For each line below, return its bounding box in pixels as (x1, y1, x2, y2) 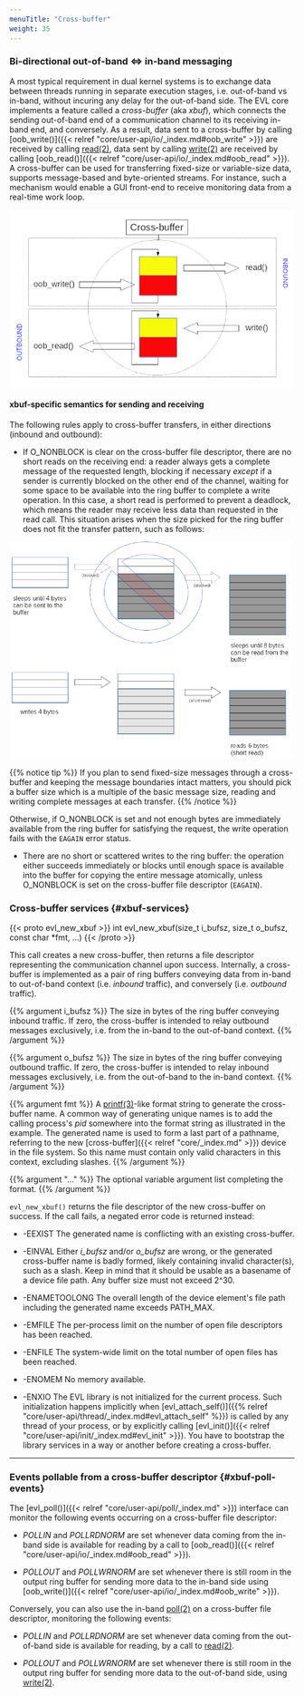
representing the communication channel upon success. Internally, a (9, 959, 265, 970)
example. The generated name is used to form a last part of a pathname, (9, 1128, 280, 1139)
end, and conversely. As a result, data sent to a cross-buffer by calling (30, 123, 292, 135)
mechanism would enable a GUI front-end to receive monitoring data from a (9, 181, 292, 192)
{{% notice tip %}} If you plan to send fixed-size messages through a (9, 767, 267, 778)
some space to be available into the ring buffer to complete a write (22, 485, 271, 496)
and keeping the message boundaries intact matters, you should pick (33, 776, 292, 788)
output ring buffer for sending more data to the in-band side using (22, 1576, 269, 1587)
